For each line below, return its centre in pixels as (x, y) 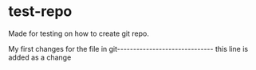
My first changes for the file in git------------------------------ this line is (128, 49)
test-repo (40, 12)
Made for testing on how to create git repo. (79, 33)
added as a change (40, 57)
